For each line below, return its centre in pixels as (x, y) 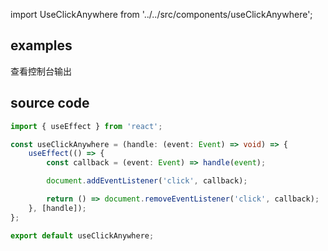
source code (50, 103)
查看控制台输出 (41, 71)
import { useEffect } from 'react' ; (86, 126)
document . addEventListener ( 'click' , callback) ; (147, 181)
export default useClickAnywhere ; (82, 235)
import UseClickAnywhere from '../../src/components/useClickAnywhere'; (161, 14)
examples (41, 45)
